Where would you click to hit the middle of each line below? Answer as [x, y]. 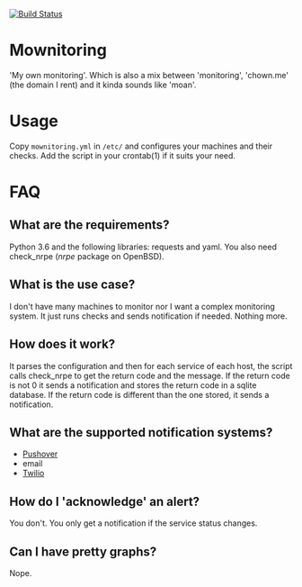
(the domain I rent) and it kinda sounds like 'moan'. [103, 85]
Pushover [40, 454]
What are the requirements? [89, 225]
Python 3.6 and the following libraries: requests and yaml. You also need [143, 247]
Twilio [33, 474]
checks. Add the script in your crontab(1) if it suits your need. [123, 155]
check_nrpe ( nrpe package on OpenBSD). [87, 256]
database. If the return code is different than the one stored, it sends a [139, 394]
